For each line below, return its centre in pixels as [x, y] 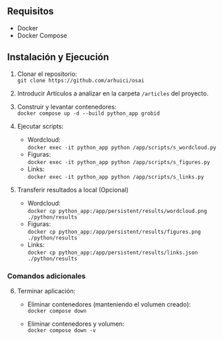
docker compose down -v [62, 330]
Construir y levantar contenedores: [67, 107]
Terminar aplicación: [46, 291]
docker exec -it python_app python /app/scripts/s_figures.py [119, 162]
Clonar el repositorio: [47, 74]
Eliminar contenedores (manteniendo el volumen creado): [109, 304]
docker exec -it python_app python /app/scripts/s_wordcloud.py [122, 147]
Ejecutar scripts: [40, 126]
